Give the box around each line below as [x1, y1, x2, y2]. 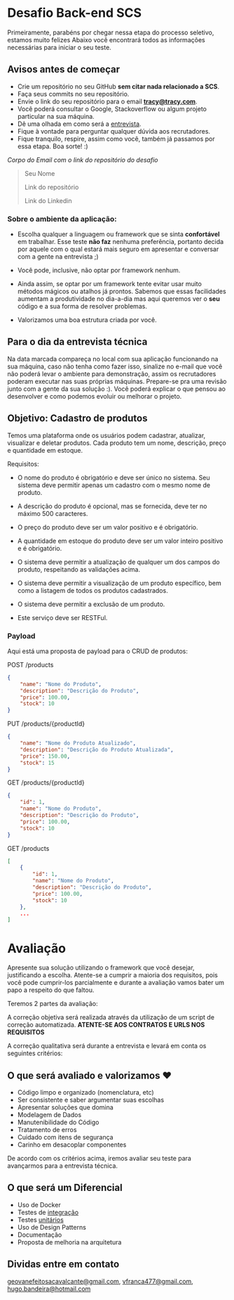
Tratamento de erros [17, 1126, 77, 1134]
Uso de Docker [17, 1200, 61, 1209]
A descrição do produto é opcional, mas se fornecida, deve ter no [17, 501, 207, 510]
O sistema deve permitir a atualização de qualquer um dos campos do [17, 558, 220, 566]
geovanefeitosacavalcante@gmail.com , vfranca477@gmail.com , [7, 1277, 194, 1285]
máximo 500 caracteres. [17, 509, 88, 517]
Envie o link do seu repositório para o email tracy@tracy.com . [17, 97, 198, 105]
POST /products [7, 660, 54, 669]
